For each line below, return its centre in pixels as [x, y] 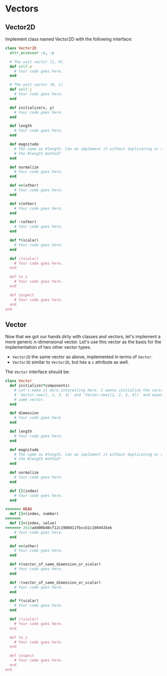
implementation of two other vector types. [48, 347]
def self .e [21, 66]
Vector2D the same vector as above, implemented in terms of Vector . [83, 357]
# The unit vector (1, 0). [38, 62]
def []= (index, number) [34, 514]
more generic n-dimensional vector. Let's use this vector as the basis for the [83, 342]
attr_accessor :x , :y [32, 53]
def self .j [21, 90]
